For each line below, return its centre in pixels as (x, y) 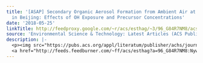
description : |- (27, 40)
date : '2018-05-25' (31, 23)
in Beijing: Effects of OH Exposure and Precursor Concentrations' (98, 17)
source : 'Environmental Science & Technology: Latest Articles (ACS (94, 34)
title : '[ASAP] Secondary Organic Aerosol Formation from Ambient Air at (101, 12)
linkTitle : (20, 28)
